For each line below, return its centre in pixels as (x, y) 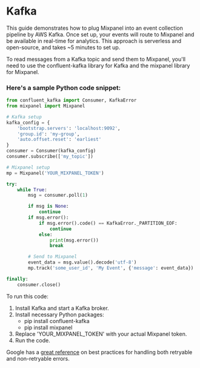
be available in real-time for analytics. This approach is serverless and (94, 41)
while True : (32, 189)
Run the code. (32, 340)
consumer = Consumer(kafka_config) (51, 151)
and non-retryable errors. (38, 358)
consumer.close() (39, 285)
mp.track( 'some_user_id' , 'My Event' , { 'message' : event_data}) (111, 268)
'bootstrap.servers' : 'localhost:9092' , (69, 128)
